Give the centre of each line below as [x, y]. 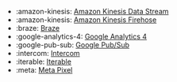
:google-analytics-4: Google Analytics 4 [81, 36]
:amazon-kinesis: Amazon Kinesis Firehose [86, 20]
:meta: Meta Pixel [44, 70]
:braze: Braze [38, 28]
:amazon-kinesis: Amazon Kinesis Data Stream [92, 11]
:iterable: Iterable [43, 61]
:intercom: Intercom [48, 53]
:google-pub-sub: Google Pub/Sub [72, 45]
